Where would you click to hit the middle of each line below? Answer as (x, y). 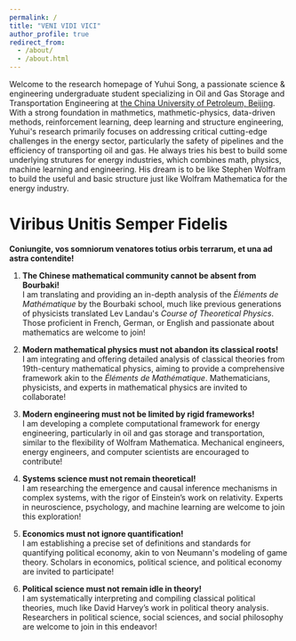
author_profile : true (49, 34)
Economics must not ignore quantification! (103, 533)
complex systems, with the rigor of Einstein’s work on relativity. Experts (152, 497)
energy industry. (39, 188)
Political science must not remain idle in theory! (112, 588)
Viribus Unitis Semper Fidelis (119, 224)
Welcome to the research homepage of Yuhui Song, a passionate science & (148, 84)
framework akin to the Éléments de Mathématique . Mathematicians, (146, 377)
